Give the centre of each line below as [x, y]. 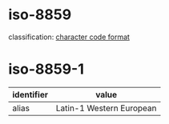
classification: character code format [69, 37]
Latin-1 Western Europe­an [106, 108]
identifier [30, 94]
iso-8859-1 [46, 69]
